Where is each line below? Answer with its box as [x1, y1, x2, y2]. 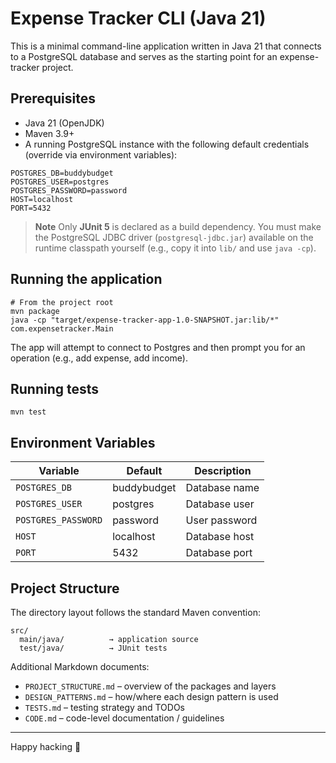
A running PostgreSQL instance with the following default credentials [24, 138, 310, 150]
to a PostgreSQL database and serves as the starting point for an [10, 50, 278, 62]
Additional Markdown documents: [10, 661, 150, 672]
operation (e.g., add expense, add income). [10, 352, 188, 364]
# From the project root [10, 297, 114, 307]
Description [194, 464, 252, 478]
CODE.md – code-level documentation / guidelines [24, 712, 225, 724]
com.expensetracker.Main [10, 323, 114, 334]
